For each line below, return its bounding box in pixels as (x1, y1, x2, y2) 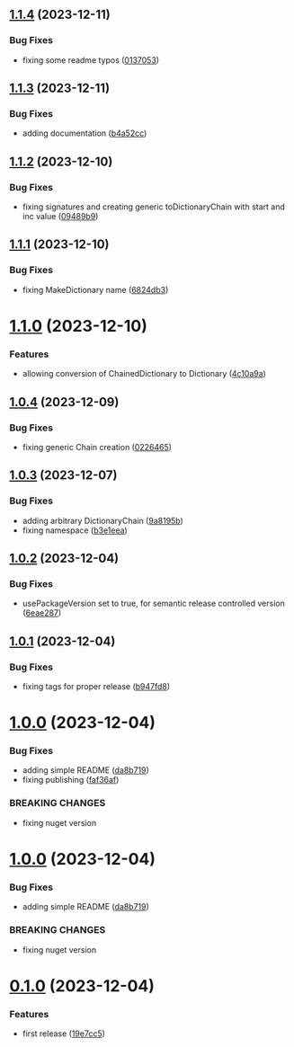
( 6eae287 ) (22, 608, 62, 618)
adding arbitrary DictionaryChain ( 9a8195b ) (22, 515, 184, 526)
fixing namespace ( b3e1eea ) (22, 525, 128, 536)
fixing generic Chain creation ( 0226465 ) (22, 441, 173, 452)
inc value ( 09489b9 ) (22, 211, 99, 222)
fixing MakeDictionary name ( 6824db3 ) (22, 284, 169, 295)
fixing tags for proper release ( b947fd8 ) (22, 680, 171, 691)
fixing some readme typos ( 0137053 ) (22, 54, 160, 66)
